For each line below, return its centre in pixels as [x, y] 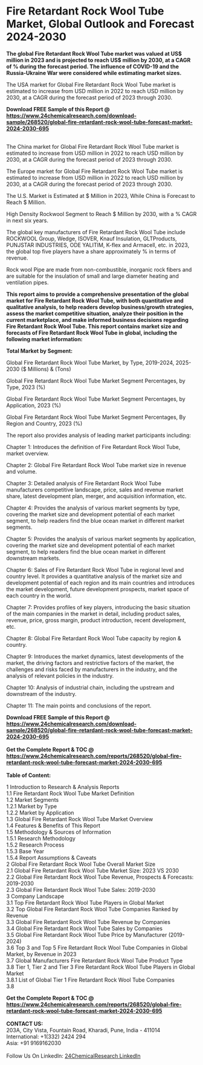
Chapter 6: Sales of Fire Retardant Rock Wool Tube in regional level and [95, 569]
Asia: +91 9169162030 [34, 1043]
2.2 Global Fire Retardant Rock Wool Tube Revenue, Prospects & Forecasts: [100, 877]
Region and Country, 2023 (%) [44, 423]
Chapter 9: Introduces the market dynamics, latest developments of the [95, 656]
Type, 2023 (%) [26, 387]
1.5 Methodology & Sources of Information [59, 832]
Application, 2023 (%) [34, 405]
